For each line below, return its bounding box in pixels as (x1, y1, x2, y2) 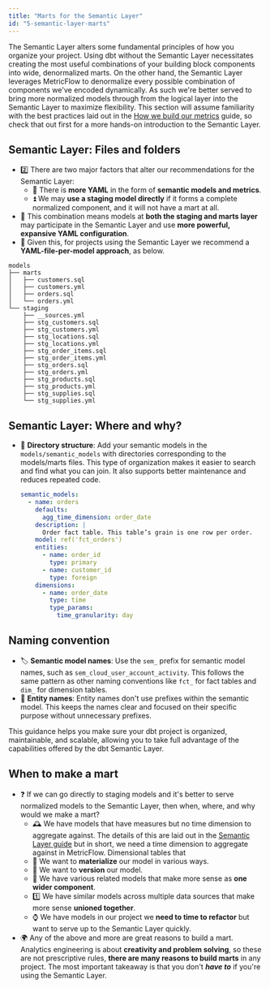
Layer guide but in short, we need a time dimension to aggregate (32, 839, 249, 848)
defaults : (35, 505, 68, 514)
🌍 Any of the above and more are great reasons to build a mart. (19, 933, 234, 943)
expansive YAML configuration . (19, 229, 130, 239)
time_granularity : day (56, 611, 134, 619)
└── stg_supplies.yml (23, 397, 96, 405)
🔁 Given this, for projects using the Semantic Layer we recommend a (19, 237, 250, 248)
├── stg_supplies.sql (23, 390, 96, 398)
